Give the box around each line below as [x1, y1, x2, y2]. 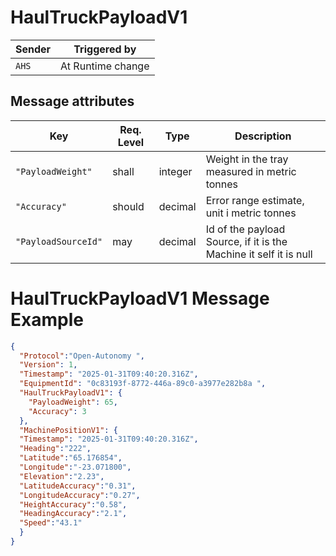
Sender [15, 42, 52, 56]
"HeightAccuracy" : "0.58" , [19, 499, 128, 510]
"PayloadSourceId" [15, 236, 103, 247]
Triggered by [73, 42, 137, 56]
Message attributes [10, 93, 135, 110]
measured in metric [205, 164, 297, 178]
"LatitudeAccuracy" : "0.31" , [19, 481, 137, 491]
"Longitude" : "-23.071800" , [19, 462, 132, 473]
